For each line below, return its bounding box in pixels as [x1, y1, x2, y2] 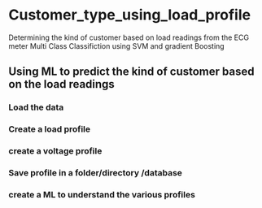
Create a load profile [8, 123, 91, 135]
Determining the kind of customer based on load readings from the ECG [8, 32, 250, 42]
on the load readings [8, 77, 116, 91]
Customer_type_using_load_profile [8, 6, 251, 24]
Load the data [8, 102, 64, 113]
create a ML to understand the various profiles [8, 188, 195, 200]
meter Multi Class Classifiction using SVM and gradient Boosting [8, 41, 225, 50]
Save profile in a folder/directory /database [8, 167, 183, 179]
